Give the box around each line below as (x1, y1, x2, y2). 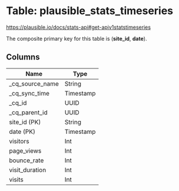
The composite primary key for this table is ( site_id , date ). (6, 35, 147, 42)
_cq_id (9, 98, 27, 107)
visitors (9, 137, 29, 145)
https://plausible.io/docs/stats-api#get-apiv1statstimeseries (6, 24, 151, 31)
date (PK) (9, 127, 35, 136)
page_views (9, 146, 42, 154)
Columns (6, 52, 40, 62)
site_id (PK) (9, 118, 41, 126)
